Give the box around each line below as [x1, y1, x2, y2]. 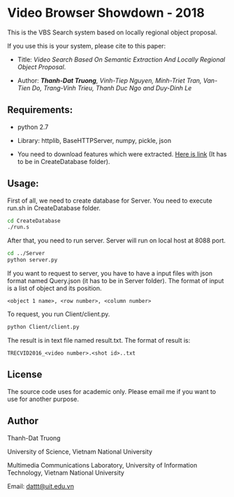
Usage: [7, 177, 40, 190]
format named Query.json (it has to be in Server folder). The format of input [7, 277, 224, 285]
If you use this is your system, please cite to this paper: [7, 41, 166, 50]
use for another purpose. [7, 395, 79, 403]
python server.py [7, 257, 58, 264]
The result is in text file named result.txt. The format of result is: [7, 336, 191, 344]
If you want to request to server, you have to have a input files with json [7, 269, 213, 278]
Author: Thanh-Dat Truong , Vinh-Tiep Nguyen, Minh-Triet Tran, [17, 76, 202, 85]
